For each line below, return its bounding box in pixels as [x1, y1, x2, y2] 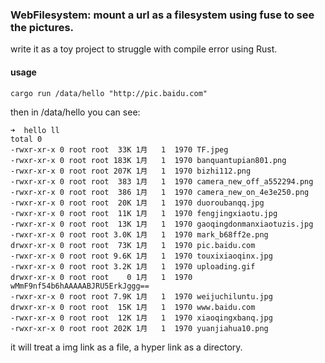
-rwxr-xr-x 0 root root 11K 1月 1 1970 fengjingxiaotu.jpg [10, 208, 278, 218]
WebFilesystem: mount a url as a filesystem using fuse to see [10, 8, 315, 22]
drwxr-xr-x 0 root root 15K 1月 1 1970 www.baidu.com [10, 302, 256, 312]
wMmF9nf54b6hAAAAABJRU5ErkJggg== [10, 281, 150, 291]
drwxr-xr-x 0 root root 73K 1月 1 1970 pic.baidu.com [10, 240, 256, 250]
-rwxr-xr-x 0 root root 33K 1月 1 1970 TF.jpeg [10, 144, 229, 155]
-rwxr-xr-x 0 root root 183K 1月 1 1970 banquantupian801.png [10, 155, 287, 165]
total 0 [10, 134, 43, 144]
